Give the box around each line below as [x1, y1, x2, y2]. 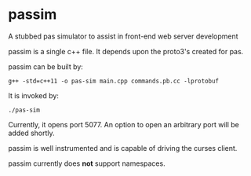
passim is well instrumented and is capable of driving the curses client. [8, 143, 238, 152]
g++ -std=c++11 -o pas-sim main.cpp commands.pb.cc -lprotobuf [8, 77, 220, 85]
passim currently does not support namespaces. [8, 159, 166, 168]
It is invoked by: [8, 90, 59, 100]
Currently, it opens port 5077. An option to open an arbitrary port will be [8, 119, 239, 129]
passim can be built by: [8, 61, 84, 71]
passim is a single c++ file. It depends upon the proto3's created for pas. [8, 46, 244, 56]
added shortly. [8, 128, 55, 137]
